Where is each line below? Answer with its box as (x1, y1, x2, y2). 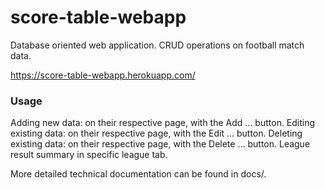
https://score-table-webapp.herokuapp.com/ (10, 69, 196, 81)
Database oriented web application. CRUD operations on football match (10, 39, 305, 51)
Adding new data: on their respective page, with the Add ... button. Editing (10, 117, 316, 129)
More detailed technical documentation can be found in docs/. (10, 168, 267, 180)
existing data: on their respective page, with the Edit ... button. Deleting (10, 127, 303, 140)
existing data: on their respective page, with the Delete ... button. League (10, 138, 311, 150)
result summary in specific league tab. (10, 149, 168, 161)
